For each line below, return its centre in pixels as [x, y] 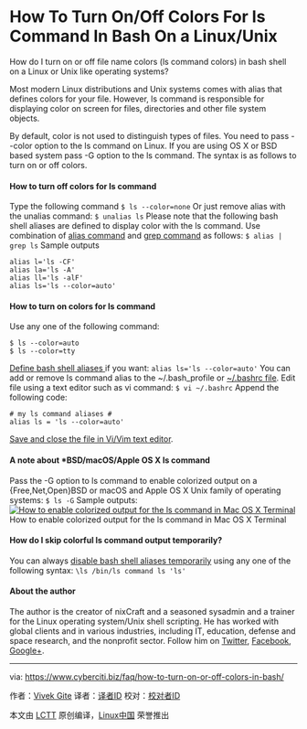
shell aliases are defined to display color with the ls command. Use [135, 226]
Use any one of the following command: [85, 327]
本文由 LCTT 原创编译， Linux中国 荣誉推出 [90, 714]
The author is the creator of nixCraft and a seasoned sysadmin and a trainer [152, 611]
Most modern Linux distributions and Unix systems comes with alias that [146, 89]
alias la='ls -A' [42, 270]
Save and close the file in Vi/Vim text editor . [91, 439]
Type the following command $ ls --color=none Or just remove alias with [148, 207]
